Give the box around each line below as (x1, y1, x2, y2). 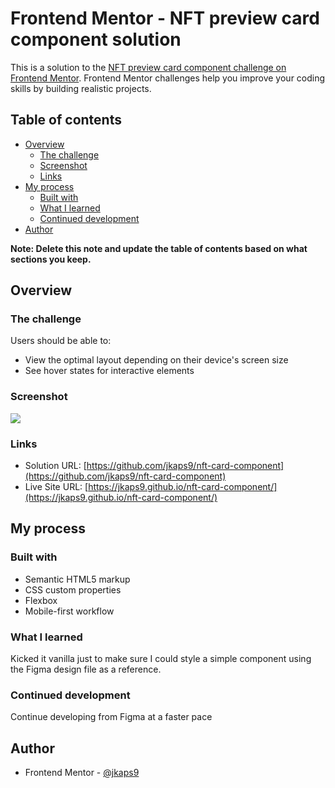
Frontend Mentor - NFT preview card (10, 7, 320, 30)
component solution (10, 28, 182, 51)
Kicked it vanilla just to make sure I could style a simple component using (10, 653, 312, 665)
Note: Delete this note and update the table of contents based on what (10, 242, 308, 254)
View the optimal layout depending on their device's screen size (24, 354, 289, 366)
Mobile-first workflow (24, 605, 115, 617)
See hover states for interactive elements (24, 365, 195, 377)
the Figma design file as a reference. (10, 663, 162, 676)
